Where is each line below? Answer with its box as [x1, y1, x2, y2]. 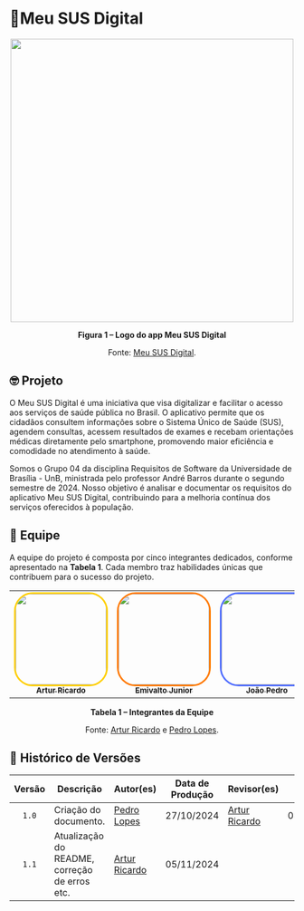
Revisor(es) [227, 783, 280, 796]
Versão [14, 783, 46, 796]
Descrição [57, 783, 102, 796]
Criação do [53, 804, 101, 817]
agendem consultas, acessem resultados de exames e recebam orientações [9, 426, 294, 437]
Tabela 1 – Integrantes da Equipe [90, 706, 214, 717]
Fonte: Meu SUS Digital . [108, 346, 196, 357]
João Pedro [245, 685, 288, 696]
